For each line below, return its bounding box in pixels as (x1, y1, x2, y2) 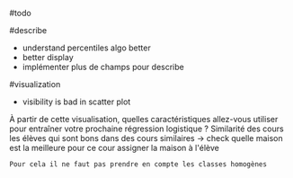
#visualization (9, 79, 61, 89)
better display (22, 52, 74, 62)
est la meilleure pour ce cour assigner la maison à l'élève (9, 143, 220, 153)
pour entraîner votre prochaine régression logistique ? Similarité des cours (9, 123, 285, 134)
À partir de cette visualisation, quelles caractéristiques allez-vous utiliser (9, 114, 279, 124)
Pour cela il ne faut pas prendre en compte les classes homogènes (9, 160, 268, 169)
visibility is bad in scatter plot (22, 96, 131, 107)
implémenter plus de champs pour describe (22, 62, 184, 72)
